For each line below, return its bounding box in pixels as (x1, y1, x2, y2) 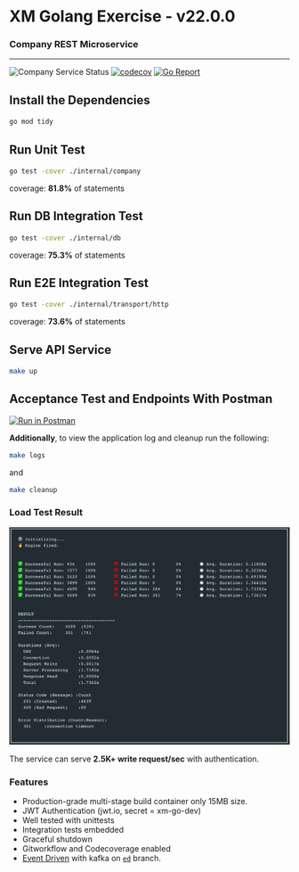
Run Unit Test (9, 142, 86, 157)
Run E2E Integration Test (9, 275, 149, 291)
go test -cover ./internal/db (9, 234, 122, 243)
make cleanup (9, 485, 58, 494)
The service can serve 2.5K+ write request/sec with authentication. (9, 753, 260, 764)
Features (9, 776, 49, 788)
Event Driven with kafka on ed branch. (21, 853, 162, 864)
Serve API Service (9, 341, 112, 358)
